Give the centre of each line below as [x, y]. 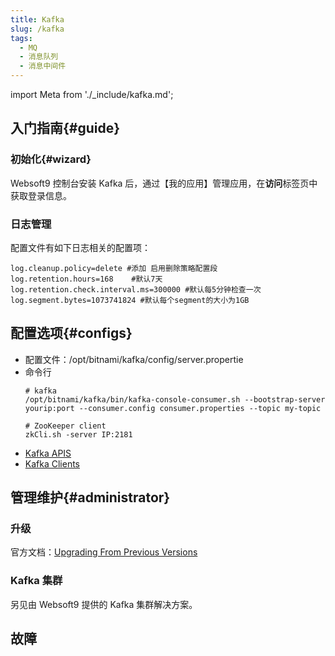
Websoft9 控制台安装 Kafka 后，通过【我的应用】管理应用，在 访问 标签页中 [164, 183]
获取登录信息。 [41, 195]
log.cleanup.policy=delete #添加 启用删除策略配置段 [114, 268]
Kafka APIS [48, 453]
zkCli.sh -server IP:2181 [78, 434]
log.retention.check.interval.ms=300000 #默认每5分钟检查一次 [136, 289]
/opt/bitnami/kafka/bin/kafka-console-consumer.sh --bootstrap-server [175, 399]
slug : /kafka [37, 29]
